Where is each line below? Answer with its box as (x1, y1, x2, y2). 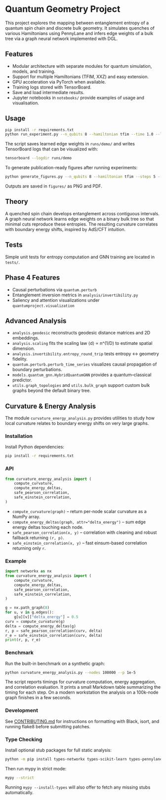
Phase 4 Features (5, 274, 60, 282)
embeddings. (12, 335, 40, 341)
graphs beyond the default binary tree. (12, 387, 91, 394)
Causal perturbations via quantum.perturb (12, 286, 97, 292)
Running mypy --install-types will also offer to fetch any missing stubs (5, 784, 151, 790)
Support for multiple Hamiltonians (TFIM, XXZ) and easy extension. (12, 73, 149, 80)
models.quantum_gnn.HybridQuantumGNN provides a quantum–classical (12, 372, 152, 378)
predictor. (12, 377, 32, 383)
